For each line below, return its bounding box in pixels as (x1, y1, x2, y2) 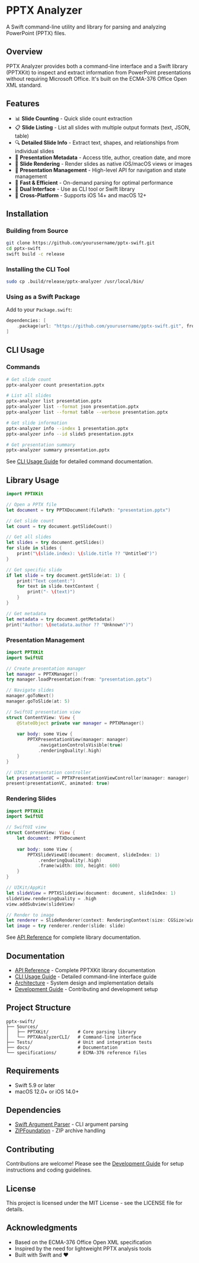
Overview (6, 47, 43, 57)
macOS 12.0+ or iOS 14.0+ (14, 1088, 79, 1095)
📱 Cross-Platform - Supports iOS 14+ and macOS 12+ (14, 191, 147, 199)
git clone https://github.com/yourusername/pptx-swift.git (6, 240, 155, 246)
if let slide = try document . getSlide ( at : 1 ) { (6, 572, 126, 578)
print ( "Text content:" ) (17, 578, 76, 584)
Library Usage (6, 475, 59, 485)
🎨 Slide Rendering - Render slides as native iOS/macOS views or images (14, 160, 192, 167)
